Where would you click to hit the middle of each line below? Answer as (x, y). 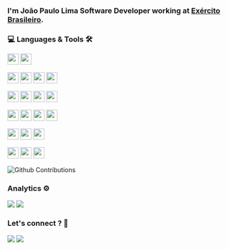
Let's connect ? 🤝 (38, 224)
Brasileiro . (26, 19)
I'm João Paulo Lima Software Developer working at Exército (114, 11)
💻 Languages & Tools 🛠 (50, 39)
